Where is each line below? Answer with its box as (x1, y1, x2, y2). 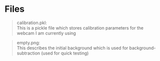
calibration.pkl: (16, 20, 47, 26)
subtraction (16, 50, 40, 56)
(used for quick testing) (41, 50, 89, 56)
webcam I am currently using (16, 30, 76, 36)
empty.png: (16, 39, 40, 45)
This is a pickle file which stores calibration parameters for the (16, 25, 144, 30)
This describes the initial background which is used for (16, 45, 128, 51)
